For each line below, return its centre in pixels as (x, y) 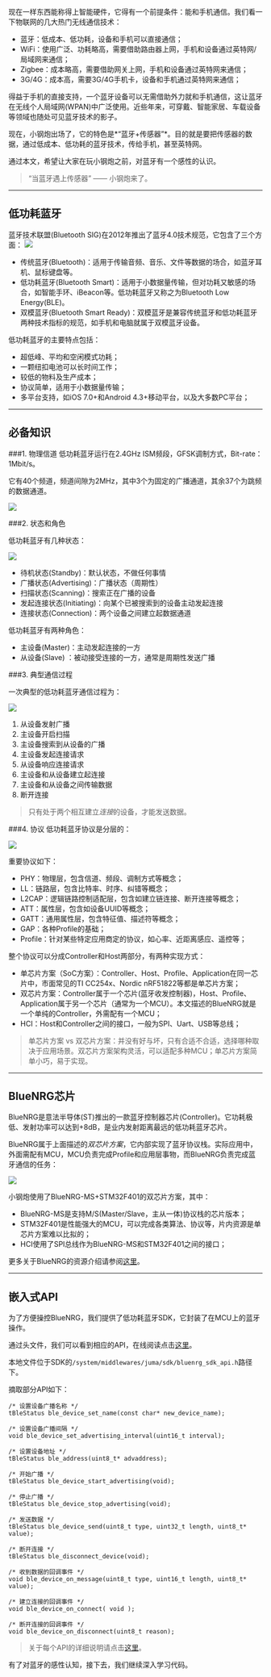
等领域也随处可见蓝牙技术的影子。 (65, 117)
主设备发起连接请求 (52, 754)
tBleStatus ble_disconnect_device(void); (79, 1557)
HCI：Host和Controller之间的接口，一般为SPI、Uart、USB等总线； (130, 1023)
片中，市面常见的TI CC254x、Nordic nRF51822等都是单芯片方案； (130, 983)
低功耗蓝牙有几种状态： (47, 540)
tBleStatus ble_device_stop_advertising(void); (90, 1504)
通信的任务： (36, 1165)
